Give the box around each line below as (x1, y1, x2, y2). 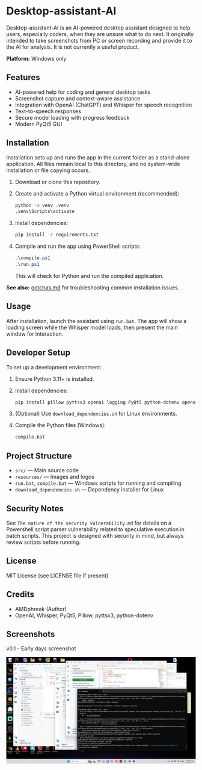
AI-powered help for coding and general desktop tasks (14, 88, 151, 96)
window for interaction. (6, 330, 64, 337)
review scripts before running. (6, 538, 81, 546)
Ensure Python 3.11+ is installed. (14, 375, 94, 383)
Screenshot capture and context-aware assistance (14, 94, 141, 102)
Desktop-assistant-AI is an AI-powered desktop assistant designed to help (6, 24, 191, 31)
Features (6, 72, 40, 82)
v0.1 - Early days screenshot (6, 645, 76, 652)
